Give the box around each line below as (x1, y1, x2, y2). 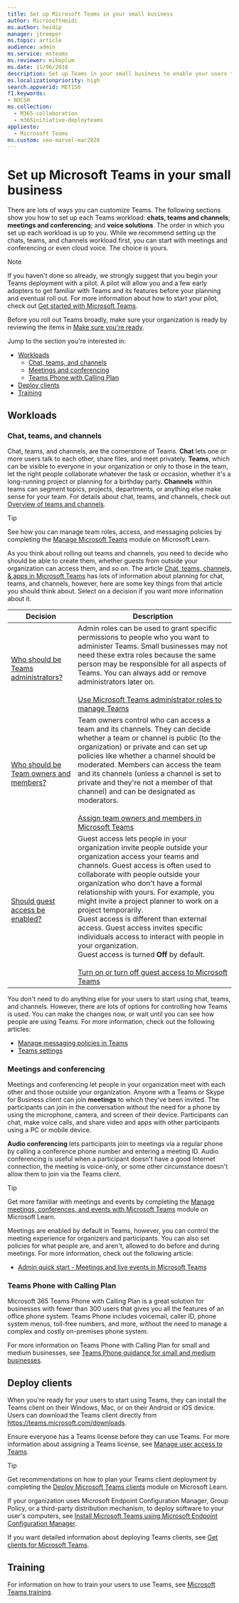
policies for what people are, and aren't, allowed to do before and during (7, 1241, 220, 1250)
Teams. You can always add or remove (78, 667, 207, 677)
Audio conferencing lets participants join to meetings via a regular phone (7, 1139, 223, 1148)
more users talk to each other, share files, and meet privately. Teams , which (7, 454, 230, 463)
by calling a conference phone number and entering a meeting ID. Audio (7, 1147, 219, 1156)
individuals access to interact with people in (78, 931, 224, 941)
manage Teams (78, 703, 129, 713)
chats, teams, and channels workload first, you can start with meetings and (7, 236, 228, 245)
